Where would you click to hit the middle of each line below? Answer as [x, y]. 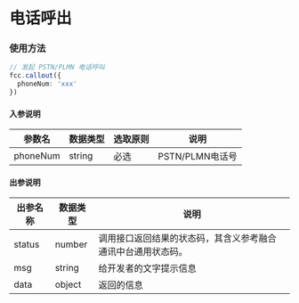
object [68, 284]
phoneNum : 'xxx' [47, 84]
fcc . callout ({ [36, 76]
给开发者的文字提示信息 [148, 268]
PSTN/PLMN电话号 [198, 157]
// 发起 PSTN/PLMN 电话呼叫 [57, 68]
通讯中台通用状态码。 [143, 252]
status [27, 244]
